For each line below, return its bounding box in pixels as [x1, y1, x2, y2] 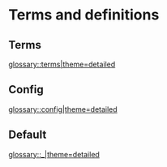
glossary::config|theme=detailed [8, 104, 118, 114]
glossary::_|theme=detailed [8, 149, 100, 159]
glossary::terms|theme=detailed [8, 59, 116, 69]
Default [8, 128, 47, 142]
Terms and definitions [8, 6, 160, 24]
